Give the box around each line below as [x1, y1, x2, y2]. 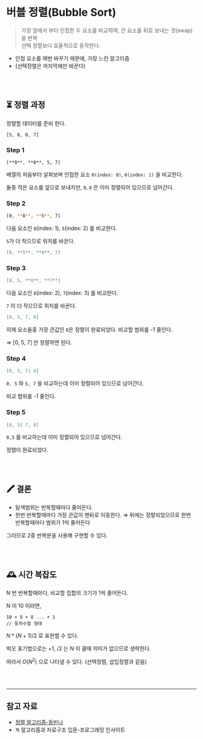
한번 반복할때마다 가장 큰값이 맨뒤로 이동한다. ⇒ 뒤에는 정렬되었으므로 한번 [14, 511, 192, 519]
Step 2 [6, 199, 26, 208]
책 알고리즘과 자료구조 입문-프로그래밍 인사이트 [14, 726, 126, 733]
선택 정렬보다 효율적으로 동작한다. [21, 42, 101, 49]
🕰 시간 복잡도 [6, 570, 57, 580]
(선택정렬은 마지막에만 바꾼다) [14, 62, 86, 70]
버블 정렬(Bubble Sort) [6, 5, 117, 19]
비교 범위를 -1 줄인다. [6, 393, 56, 400]
